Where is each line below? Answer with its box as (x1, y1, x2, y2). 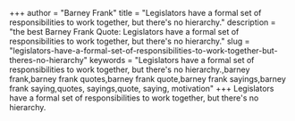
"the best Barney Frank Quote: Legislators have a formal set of (9, 27, 240, 36)
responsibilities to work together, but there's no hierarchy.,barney (9, 64, 250, 75)
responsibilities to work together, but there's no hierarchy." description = (9, 17, 276, 28)
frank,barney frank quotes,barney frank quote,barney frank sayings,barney (9, 74, 286, 84)
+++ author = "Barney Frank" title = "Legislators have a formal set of (9, 8, 262, 18)
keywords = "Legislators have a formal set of (88, 55, 255, 65)
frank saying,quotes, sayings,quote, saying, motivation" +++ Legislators (9, 84, 274, 93)
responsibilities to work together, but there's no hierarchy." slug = (9, 36, 250, 46)
